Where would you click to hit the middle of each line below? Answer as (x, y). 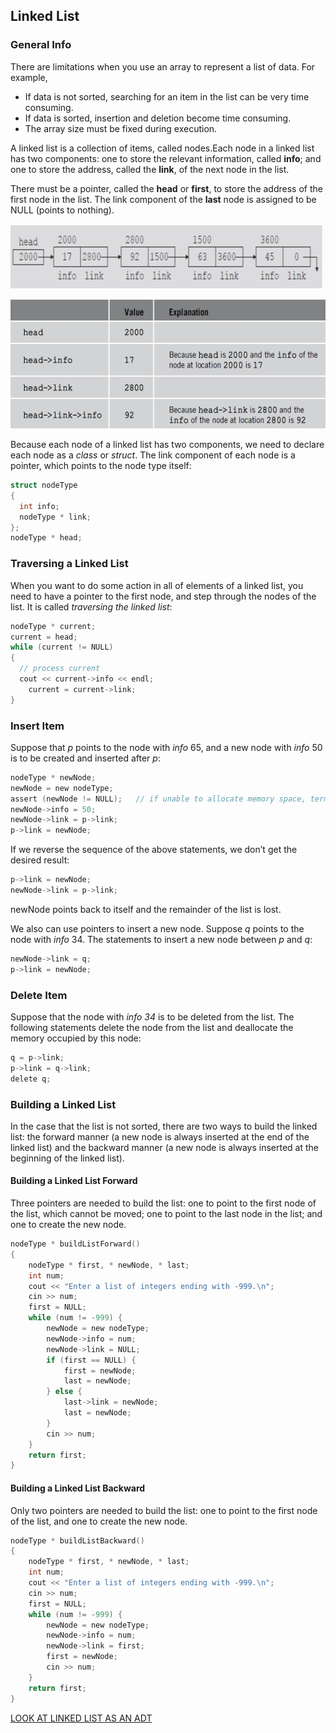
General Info (41, 45)
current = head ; (44, 637)
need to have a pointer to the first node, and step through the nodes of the (163, 596)
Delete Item (39, 995)
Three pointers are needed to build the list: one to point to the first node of (163, 1203)
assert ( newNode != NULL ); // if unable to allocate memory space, (158, 799)
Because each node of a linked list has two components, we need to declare (167, 445)
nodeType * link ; (55, 517)
